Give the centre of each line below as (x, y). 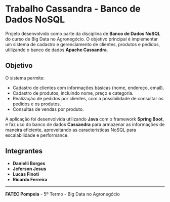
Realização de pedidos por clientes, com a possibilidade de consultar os (88, 98)
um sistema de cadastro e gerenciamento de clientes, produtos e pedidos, (83, 44)
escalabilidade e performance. (37, 135)
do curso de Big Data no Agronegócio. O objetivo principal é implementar (82, 39)
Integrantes (24, 151)
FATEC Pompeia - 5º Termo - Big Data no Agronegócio (62, 194)
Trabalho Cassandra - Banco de (73, 9)
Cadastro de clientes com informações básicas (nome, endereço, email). (88, 88)
